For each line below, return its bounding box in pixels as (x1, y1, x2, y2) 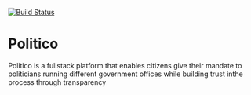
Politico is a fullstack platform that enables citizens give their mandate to (8, 60, 242, 70)
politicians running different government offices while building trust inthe (8, 69, 243, 79)
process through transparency (8, 77, 107, 86)
